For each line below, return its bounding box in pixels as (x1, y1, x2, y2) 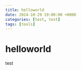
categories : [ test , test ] (5, 17, 60, 22)
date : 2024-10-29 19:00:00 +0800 (5, 12, 76, 17)
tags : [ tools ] (5, 21, 36, 27)
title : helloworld (5, 7, 44, 13)
